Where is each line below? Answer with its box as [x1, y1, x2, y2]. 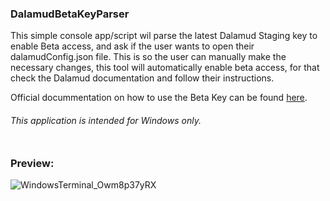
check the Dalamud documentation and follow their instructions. [10, 72, 275, 84]
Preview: [10, 156, 55, 170]
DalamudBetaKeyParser [10, 7, 130, 21]
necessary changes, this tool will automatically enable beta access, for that [10, 62, 320, 74]
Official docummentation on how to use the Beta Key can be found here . [10, 92, 308, 104]
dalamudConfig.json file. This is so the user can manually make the [10, 51, 287, 63]
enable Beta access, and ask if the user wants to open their [10, 40, 255, 52]
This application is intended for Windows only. [10, 114, 202, 126]
